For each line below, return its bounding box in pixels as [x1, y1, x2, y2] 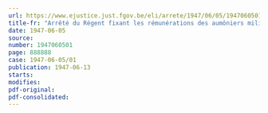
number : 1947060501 [8, 41, 73, 49]
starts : [8, 71, 34, 79]
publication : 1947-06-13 [8, 64, 91, 72]
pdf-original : [8, 85, 56, 94]
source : [8, 33, 34, 42]
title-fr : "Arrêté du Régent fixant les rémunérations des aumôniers [8, 19, 245, 27]
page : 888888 [8, 49, 52, 56]
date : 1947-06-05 [8, 26, 66, 34]
